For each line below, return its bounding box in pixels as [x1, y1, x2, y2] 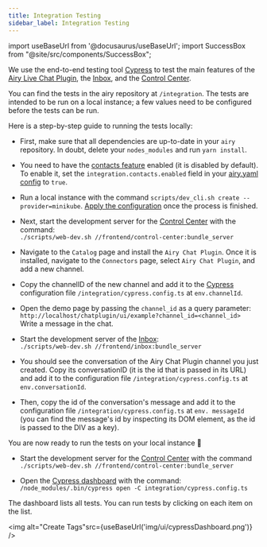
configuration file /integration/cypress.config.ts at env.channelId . [19, 288, 243, 297]
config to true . [19, 177, 68, 187]
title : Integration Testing [8, 11, 102, 20]
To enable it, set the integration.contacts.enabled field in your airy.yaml [19, 169, 258, 178]
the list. [8, 506, 33, 516]
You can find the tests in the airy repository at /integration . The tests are [8, 88, 250, 98]
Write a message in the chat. [19, 319, 114, 328]
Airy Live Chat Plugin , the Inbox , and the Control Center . [8, 73, 192, 83]
